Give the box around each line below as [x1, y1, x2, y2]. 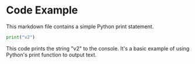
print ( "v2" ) [6, 34, 35, 40]
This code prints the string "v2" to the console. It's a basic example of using [6, 45, 190, 52]
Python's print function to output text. [6, 51, 97, 58]
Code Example [6, 4, 78, 17]
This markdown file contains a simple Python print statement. [6, 23, 154, 30]
